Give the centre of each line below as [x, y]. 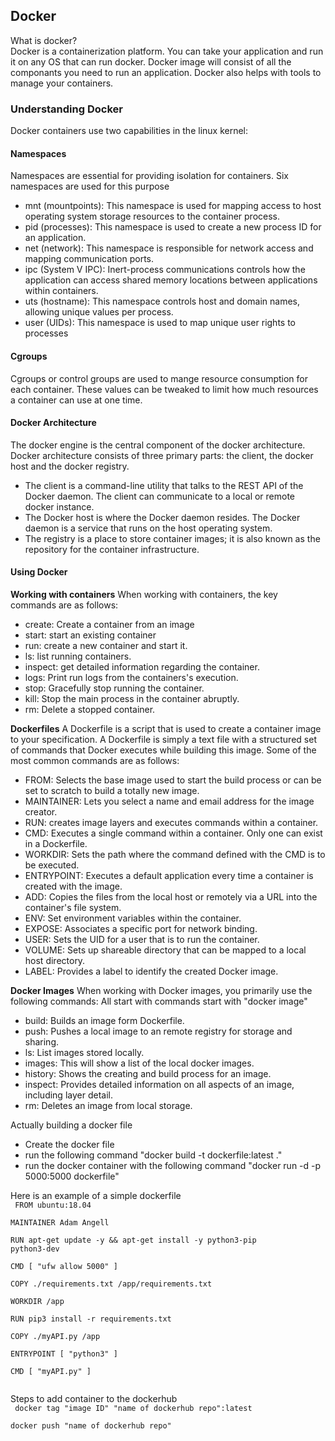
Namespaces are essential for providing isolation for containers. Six [149, 176]
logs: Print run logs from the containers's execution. [131, 677]
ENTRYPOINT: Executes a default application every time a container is [169, 875]
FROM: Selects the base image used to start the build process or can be [173, 780]
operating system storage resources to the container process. [152, 216]
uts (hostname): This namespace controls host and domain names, [162, 301]
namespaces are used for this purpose [90, 186]
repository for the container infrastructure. [112, 549]
